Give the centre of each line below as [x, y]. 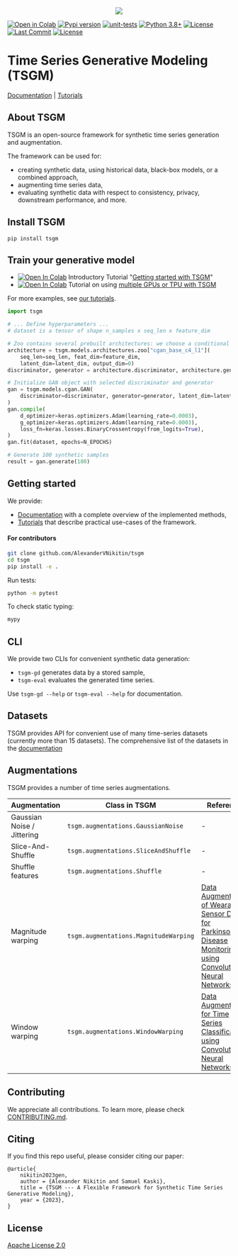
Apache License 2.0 [36, 1245]
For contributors [32, 538]
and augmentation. [35, 142]
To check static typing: [41, 606]
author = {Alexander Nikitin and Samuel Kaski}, [93, 1182]
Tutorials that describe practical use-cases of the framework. [107, 522]
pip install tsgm [33, 238]
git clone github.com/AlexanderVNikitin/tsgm [75, 553]
